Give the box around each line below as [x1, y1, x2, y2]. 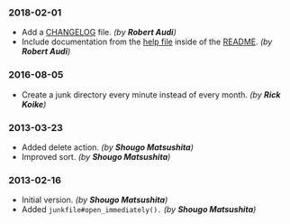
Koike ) [21, 98, 47, 109]
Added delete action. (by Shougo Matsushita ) [21, 142, 195, 153]
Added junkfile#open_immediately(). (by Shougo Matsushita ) [21, 204, 257, 215]
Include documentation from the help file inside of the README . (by [21, 36, 273, 47]
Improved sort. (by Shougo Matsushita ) [21, 151, 171, 162]
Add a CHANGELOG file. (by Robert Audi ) [21, 27, 177, 38]
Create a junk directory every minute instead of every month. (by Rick [21, 89, 281, 100]
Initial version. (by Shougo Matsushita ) [21, 194, 168, 205]
